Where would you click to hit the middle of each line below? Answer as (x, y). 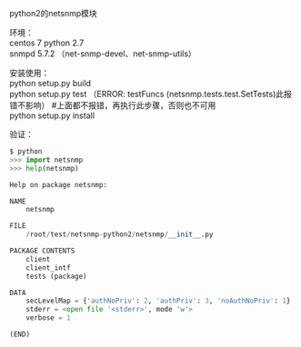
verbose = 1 (48, 318)
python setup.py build (50, 83)
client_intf (48, 268)
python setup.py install (52, 115)
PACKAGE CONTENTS (42, 251)
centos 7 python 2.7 (47, 43)
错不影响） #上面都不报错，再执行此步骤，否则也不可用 (113, 105)
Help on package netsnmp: (58, 184)
